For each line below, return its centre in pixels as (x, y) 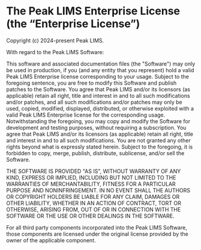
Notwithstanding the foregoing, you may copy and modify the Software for (98, 121)
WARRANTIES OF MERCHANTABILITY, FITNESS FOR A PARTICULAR (91, 184)
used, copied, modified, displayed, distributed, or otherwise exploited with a (100, 108)
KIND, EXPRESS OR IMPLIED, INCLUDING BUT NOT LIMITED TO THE (91, 177)
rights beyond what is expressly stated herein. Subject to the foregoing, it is (100, 147)
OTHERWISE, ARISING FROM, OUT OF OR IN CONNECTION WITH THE (94, 209)
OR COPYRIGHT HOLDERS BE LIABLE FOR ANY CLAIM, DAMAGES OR (93, 197)
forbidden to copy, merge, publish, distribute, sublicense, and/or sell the (95, 153)
